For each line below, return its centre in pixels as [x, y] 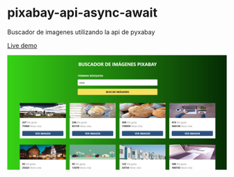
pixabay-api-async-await [83, 13]
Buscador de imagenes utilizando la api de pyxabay [81, 32]
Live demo [22, 45]
